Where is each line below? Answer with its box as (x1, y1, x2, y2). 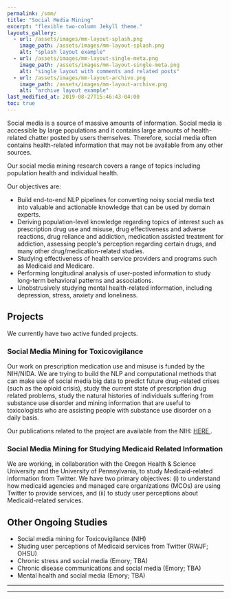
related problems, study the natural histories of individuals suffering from (7, 391, 214, 400)
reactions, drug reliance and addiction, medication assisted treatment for (16, 232, 223, 240)
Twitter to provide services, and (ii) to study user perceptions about (7, 489, 198, 498)
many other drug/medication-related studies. (16, 246, 144, 255)
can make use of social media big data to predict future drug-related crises (7, 377, 220, 385)
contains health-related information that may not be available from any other (7, 141, 223, 149)
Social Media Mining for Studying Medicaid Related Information (7, 444, 223, 453)
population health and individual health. (7, 168, 119, 177)
